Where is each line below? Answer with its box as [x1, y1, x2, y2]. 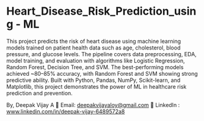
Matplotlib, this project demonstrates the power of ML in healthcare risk [6, 82, 187, 90]
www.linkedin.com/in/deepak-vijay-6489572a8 [6, 108, 125, 115]
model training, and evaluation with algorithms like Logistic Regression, [6, 57, 185, 64]
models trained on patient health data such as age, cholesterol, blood [6, 44, 181, 51]
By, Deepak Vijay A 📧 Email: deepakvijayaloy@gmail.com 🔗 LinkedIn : [6, 101, 180, 108]
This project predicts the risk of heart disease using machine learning [6, 37, 181, 45]
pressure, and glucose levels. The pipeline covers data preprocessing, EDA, [6, 50, 197, 57]
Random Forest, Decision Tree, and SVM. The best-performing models [6, 63, 184, 71]
